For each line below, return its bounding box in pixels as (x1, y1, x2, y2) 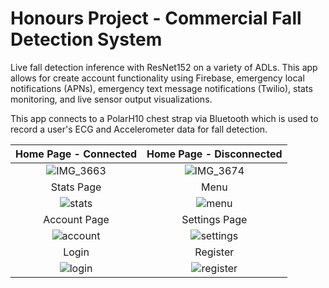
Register (194, 245, 235, 259)
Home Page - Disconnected (146, 147, 283, 161)
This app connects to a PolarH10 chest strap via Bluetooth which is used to (10, 112, 319, 124)
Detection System (10, 28, 163, 51)
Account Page (43, 212, 110, 226)
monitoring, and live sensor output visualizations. (10, 93, 213, 105)
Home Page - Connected (15, 147, 138, 161)
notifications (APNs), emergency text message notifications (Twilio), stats (10, 82, 313, 94)
